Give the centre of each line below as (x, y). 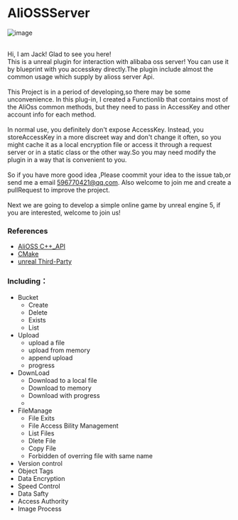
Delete (38, 312)
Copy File (42, 448)
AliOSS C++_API (42, 247)
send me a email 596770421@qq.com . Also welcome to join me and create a (119, 182)
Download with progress (64, 395)
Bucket (28, 297)
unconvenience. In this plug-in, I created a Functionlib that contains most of (118, 99)
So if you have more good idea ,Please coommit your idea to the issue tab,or (119, 175)
